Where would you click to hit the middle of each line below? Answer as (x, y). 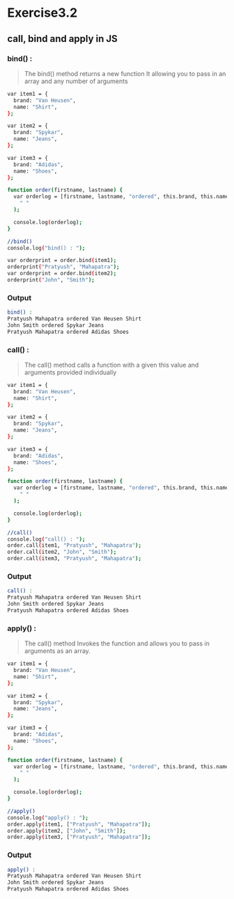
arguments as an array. (57, 651)
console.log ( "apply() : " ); (48, 818)
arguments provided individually (70, 372)
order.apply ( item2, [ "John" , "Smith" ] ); (67, 831)
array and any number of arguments (76, 81)
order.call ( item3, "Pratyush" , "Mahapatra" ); (74, 559)
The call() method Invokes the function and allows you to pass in (117, 643)
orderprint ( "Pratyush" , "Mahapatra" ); (63, 267)
